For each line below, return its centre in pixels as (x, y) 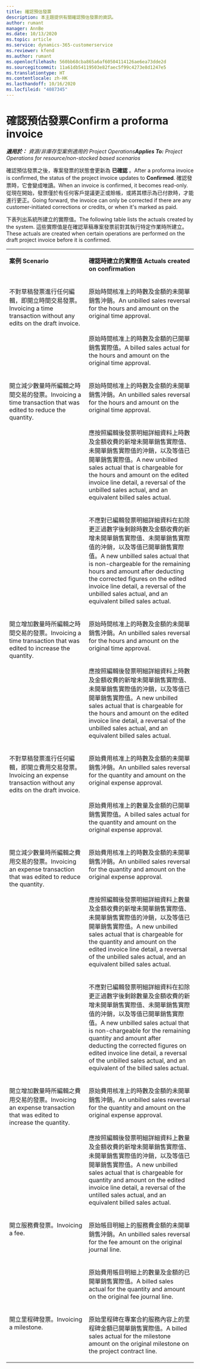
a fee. (17, 1233)
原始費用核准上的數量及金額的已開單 (139, 806)
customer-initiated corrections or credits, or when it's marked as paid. (92, 207)
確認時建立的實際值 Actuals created (139, 261)
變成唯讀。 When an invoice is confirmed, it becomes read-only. (110, 185)
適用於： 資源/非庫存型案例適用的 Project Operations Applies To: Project (94, 151)
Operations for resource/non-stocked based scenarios (74, 158)
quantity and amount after (125, 1038)
